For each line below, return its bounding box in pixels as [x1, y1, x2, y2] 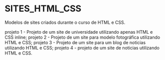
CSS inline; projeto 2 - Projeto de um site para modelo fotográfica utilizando [4, 34, 161, 40]
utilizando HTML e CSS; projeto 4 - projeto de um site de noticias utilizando [4, 45, 160, 51]
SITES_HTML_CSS [4, 3, 82, 14]
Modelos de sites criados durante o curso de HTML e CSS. [4, 19, 126, 25]
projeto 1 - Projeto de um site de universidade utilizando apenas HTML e [4, 29, 153, 35]
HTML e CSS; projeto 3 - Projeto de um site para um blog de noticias [4, 39, 146, 45]
